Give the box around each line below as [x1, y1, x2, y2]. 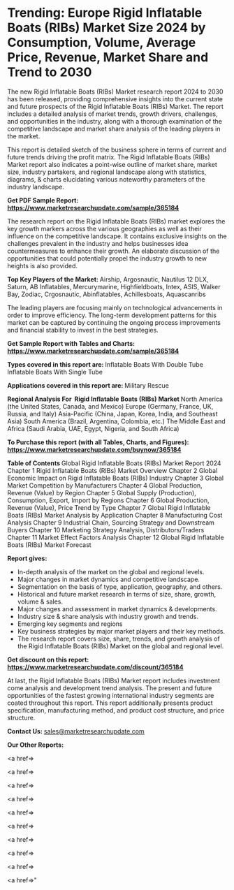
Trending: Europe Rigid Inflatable [7, 5, 203, 21]
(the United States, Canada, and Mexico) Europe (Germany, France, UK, [7, 402, 214, 410]
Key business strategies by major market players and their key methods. [17, 627, 226, 635]
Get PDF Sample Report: [7, 196, 79, 204]
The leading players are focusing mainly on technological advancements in [7, 303, 223, 312]
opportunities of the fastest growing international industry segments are [7, 691, 214, 699]
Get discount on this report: [7, 655, 89, 664]
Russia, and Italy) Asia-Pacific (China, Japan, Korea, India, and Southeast [7, 409, 218, 418]
